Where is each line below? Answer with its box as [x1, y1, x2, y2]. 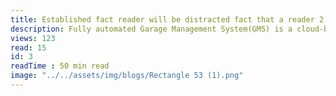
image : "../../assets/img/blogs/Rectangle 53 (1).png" [10, 71, 244, 81]
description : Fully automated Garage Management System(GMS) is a [10, 24, 293, 34]
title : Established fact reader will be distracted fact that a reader [10, 14, 315, 25]
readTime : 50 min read [10, 61, 110, 71]
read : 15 [10, 42, 47, 53]
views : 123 [10, 33, 56, 43]
